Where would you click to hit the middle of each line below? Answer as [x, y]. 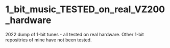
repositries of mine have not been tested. [48, 40]
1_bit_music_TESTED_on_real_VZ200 [85, 9]
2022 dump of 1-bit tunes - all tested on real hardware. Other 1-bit [75, 34]
